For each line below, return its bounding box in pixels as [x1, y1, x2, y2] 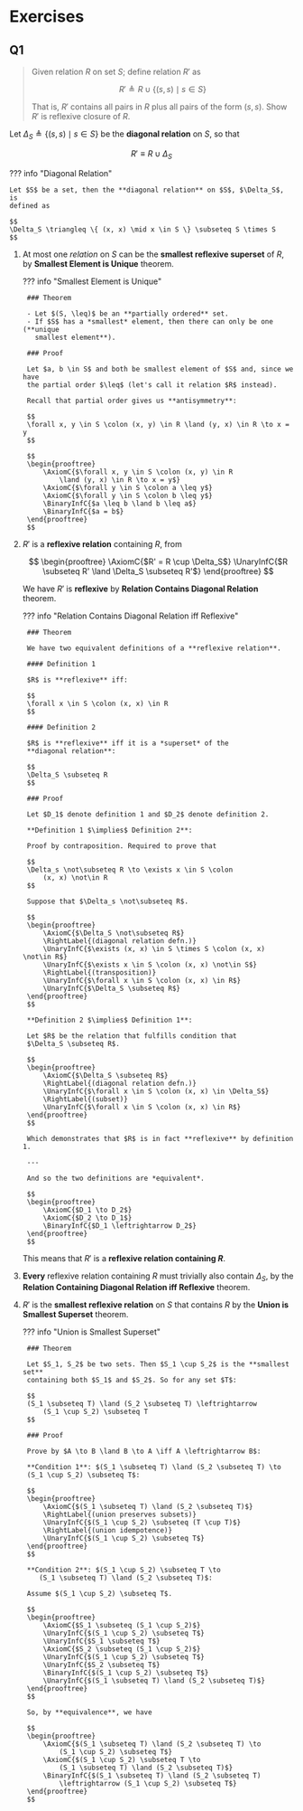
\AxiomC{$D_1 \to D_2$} [42, 1205, 133, 1214]
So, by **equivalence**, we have [26, 1708, 152, 1717]
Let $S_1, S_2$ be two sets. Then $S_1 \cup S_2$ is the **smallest [26, 1360, 290, 1369]
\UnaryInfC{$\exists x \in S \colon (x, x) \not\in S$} [42, 960, 258, 969]
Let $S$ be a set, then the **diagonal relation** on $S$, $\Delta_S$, [9, 185, 284, 194]
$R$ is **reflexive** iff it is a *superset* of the [26, 739, 229, 748]
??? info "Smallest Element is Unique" [22, 276, 162, 287]
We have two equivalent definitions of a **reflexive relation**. [26, 644, 281, 653]
